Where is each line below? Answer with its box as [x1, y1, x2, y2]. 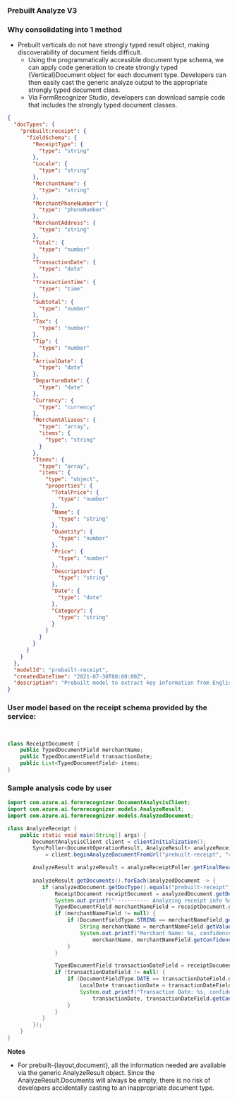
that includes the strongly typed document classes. [28, 101, 178, 110]
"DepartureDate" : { [32, 377, 90, 384]
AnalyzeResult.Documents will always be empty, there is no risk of [17, 1076, 211, 1084]
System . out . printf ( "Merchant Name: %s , [80, 929, 197, 936]
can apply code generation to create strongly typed [28, 63, 178, 72]
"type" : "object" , [44, 476, 99, 483]
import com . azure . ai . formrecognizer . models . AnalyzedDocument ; [7, 812, 194, 819]
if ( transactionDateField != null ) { [54, 969, 166, 976]
